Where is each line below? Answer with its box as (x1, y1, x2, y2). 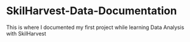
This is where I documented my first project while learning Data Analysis (6, 24, 185, 31)
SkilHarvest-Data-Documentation (6, 4, 177, 18)
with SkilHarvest (6, 30, 47, 37)
